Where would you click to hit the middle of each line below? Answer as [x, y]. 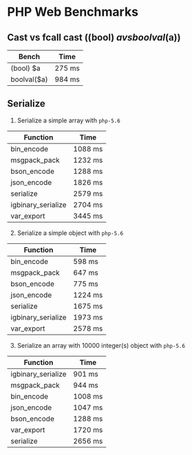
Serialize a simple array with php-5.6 [68, 120]
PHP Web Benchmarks [73, 12]
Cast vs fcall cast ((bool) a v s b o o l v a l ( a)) [94, 37]
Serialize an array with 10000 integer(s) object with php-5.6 [101, 345]
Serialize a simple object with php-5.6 [70, 233]
